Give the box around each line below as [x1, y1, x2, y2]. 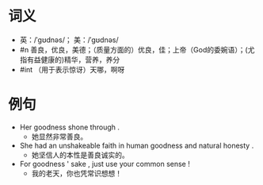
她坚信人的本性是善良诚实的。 [31, 150, 129, 160]
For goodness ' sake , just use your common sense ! [19, 159, 190, 168]
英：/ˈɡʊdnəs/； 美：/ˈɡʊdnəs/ [19, 35, 119, 44]
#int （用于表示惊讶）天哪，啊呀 [19, 64, 125, 74]
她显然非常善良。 [31, 132, 88, 141]
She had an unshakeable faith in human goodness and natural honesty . [19, 141, 254, 150]
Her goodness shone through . [19, 122, 120, 132]
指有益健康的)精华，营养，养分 [19, 55, 120, 64]
